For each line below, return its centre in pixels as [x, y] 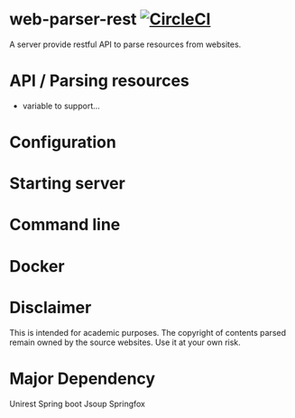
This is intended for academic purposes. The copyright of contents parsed [148, 332]
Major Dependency [83, 378]
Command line [65, 225]
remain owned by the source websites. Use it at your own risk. [125, 342]
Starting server [68, 184]
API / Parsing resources [99, 81]
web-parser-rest [73, 19]
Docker [37, 266]
